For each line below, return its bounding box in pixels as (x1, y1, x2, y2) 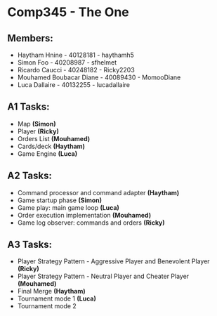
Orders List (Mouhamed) (17, 134, 91, 143)
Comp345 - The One (7, 4, 129, 20)
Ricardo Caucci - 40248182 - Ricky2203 (17, 66, 135, 74)
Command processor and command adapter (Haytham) (17, 188, 180, 197)
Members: (7, 32, 54, 44)
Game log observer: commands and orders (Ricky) (17, 218, 165, 227)
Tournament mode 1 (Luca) (17, 294, 96, 303)
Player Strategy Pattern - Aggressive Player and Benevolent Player (17, 257, 210, 265)
